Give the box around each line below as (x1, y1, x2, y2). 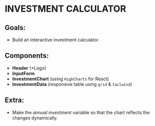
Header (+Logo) (12, 65, 47, 71)
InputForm (12, 70, 35, 76)
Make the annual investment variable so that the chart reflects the (12, 109, 150, 115)
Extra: (5, 96, 24, 105)
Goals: (5, 23, 26, 32)
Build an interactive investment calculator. (12, 37, 100, 43)
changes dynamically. (12, 115, 58, 121)
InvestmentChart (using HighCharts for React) (12, 76, 109, 82)
